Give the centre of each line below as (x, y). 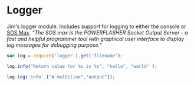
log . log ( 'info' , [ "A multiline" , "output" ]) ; (61, 77)
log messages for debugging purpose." (54, 45)
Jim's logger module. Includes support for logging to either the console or (96, 26)
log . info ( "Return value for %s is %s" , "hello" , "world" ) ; (82, 66)
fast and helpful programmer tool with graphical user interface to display (96, 39)
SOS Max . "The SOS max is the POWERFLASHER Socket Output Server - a (97, 32)
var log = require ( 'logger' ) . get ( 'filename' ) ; (65, 56)
